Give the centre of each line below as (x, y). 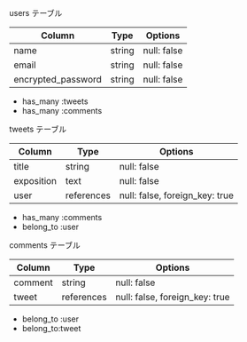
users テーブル (36, 13)
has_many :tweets (55, 101)
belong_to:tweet (51, 328)
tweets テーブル (38, 129)
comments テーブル (45, 245)
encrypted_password (58, 80)
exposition (35, 181)
